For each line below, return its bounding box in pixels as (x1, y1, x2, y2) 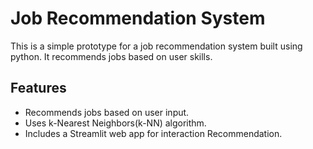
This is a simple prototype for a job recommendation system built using (10, 40, 303, 52)
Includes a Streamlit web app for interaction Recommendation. (24, 127, 283, 139)
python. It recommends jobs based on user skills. (10, 50, 213, 62)
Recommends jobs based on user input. (24, 106, 190, 118)
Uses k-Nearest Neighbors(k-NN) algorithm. (24, 117, 207, 129)
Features (10, 80, 67, 97)
